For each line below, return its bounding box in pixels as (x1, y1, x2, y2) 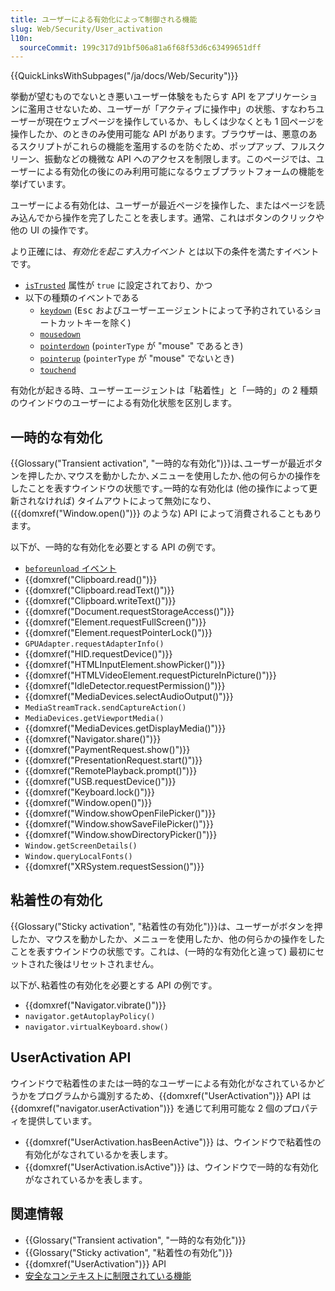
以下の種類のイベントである (24, 292, 140, 304)
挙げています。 (10, 178, 72, 190)
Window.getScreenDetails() (24, 841, 138, 851)
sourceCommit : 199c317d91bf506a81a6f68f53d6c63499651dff (19, 42, 262, 53)
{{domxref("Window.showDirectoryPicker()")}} (24, 829, 218, 841)
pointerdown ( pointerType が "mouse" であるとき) (39, 340, 244, 352)
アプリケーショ (256, 91, 318, 103)
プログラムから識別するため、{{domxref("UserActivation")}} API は (36, 1089, 312, 1101)
